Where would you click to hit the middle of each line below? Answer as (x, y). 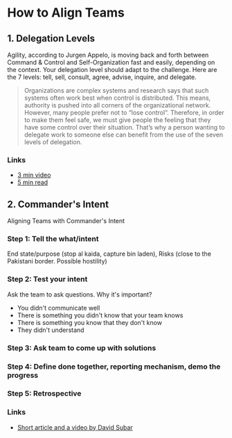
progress (23, 375)
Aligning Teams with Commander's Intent (66, 221)
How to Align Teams (66, 13)
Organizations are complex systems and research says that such (116, 90)
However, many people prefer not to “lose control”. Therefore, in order (124, 113)
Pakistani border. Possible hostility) (57, 261)
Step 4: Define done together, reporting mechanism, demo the (114, 367)
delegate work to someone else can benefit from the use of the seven (124, 134)
